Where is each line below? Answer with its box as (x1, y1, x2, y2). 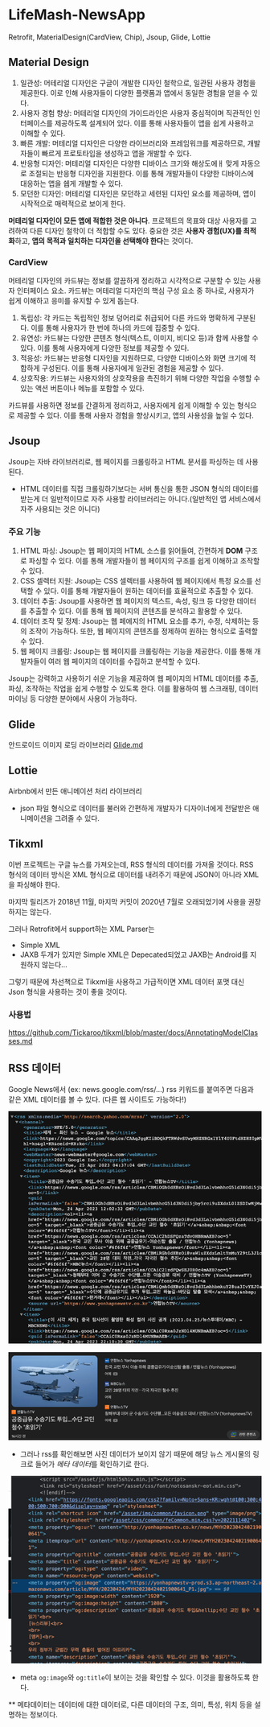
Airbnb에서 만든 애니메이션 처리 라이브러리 (8, 786, 142, 796)
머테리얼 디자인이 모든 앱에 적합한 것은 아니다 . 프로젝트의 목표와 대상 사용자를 (8, 216, 249, 225)
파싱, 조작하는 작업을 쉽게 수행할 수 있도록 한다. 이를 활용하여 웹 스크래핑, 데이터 (8, 684, 259, 694)
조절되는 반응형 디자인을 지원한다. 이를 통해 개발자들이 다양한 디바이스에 (28, 168, 255, 178)
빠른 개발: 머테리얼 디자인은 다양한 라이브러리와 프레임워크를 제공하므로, (19, 138, 246, 148)
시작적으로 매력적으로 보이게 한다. (19, 199, 126, 208)
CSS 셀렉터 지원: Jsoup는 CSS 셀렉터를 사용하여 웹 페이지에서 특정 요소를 (19, 576, 253, 586)
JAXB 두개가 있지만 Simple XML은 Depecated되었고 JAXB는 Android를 (19, 950, 249, 959)
